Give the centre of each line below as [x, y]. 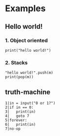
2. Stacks [16, 62]
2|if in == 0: [20, 107]
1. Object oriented [26, 40]
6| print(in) [20, 124]
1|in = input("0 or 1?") [30, 103]
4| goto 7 [17, 116]
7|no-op [13, 129]
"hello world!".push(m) [29, 73]
